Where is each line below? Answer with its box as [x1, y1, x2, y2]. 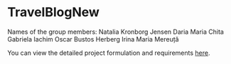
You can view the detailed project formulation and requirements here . [7, 49, 210, 57]
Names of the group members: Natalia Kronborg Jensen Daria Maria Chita [7, 27, 224, 36]
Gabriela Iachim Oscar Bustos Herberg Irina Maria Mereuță [7, 34, 179, 43]
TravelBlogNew [7, 4, 100, 20]
